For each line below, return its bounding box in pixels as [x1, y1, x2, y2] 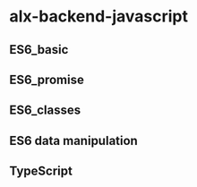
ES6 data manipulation [9, 132, 139, 149]
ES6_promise [9, 72, 85, 87]
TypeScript [9, 164, 73, 179]
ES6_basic [9, 42, 69, 57]
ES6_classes [9, 103, 81, 118]
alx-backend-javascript [9, 6, 188, 27]
